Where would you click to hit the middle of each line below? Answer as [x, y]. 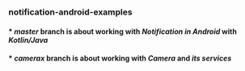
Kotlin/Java [28, 40]
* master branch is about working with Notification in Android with [122, 31]
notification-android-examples [70, 12]
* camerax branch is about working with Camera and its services [120, 58]
